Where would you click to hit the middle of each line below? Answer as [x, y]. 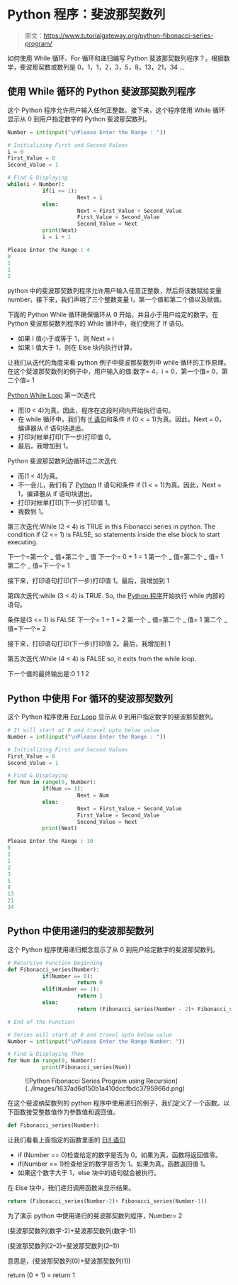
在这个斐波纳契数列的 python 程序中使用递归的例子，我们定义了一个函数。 [115, 1103]
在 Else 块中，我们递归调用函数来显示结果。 [71, 1187]
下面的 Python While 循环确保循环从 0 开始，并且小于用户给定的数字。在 [113, 315]
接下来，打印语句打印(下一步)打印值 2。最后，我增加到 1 [89, 644]
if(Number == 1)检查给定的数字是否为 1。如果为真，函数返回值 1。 [113, 1164]
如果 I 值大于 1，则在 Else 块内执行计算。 [77, 348]
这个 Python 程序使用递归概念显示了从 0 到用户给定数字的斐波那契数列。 [113, 949]
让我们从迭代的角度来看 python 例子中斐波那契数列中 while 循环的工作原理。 [119, 363]
